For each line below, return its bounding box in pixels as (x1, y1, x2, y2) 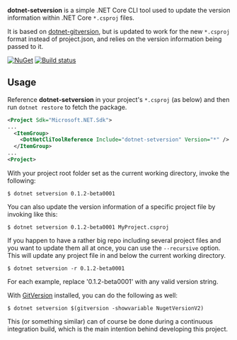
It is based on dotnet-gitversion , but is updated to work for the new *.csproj (7, 28, 230, 35)
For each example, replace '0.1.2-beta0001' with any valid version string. (7, 277, 219, 285)
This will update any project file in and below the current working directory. (7, 251, 226, 259)
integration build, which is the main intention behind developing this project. (7, 324, 229, 333)
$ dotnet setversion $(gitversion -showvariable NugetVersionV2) (7, 305, 204, 312)
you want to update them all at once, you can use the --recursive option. (7, 244, 221, 252)
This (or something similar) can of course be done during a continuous (7, 317, 214, 325)
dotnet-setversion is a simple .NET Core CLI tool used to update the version (7, 6, 231, 14)
